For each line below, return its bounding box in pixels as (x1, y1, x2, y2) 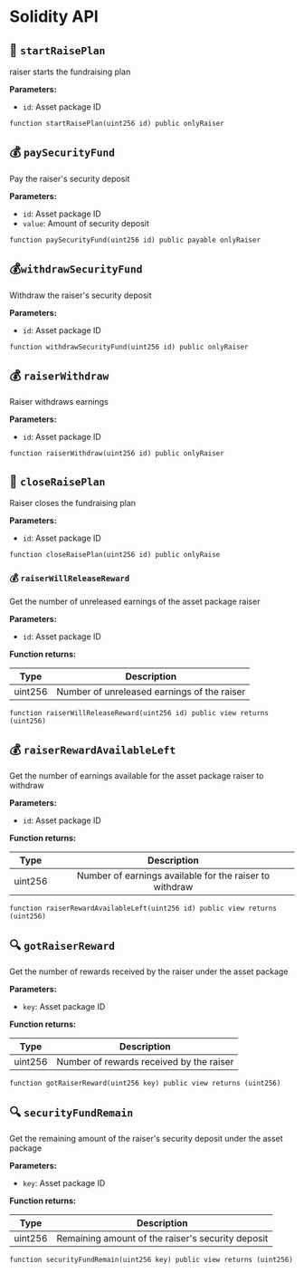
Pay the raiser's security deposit (9, 173, 130, 184)
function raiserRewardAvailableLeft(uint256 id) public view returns (9, 904, 278, 914)
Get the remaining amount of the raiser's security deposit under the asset (9, 1133, 283, 1144)
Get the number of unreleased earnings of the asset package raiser (9, 596, 261, 607)
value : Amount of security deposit (22, 217, 149, 228)
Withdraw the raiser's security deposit (9, 290, 152, 301)
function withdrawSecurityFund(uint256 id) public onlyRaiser (9, 342, 249, 351)
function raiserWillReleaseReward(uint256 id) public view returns (9, 708, 270, 717)
